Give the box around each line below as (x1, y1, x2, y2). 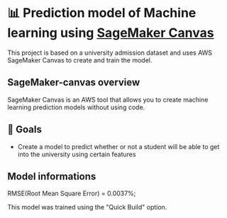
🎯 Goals (7, 124, 43, 136)
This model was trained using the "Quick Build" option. (7, 203, 167, 212)
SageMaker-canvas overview (7, 77, 140, 89)
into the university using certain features (17, 150, 136, 158)
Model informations (7, 170, 96, 182)
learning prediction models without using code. (7, 103, 145, 111)
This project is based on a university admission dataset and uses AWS (7, 48, 213, 57)
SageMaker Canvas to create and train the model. (7, 55, 153, 64)
